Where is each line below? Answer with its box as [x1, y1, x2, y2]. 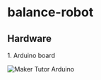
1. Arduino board [7, 51, 55, 59]
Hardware [7, 33, 52, 45]
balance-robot [7, 4, 94, 21]
